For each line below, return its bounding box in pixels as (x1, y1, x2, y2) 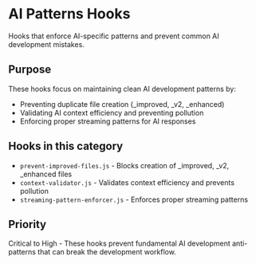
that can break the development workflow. (37, 247, 177, 257)
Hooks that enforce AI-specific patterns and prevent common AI (8, 31, 219, 41)
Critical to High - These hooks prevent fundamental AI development (8, 238, 231, 248)
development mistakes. (8, 39, 85, 49)
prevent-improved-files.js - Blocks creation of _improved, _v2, (19, 160, 230, 170)
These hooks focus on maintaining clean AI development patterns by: (8, 84, 237, 93)
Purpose (8, 63, 52, 77)
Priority (8, 217, 46, 231)
